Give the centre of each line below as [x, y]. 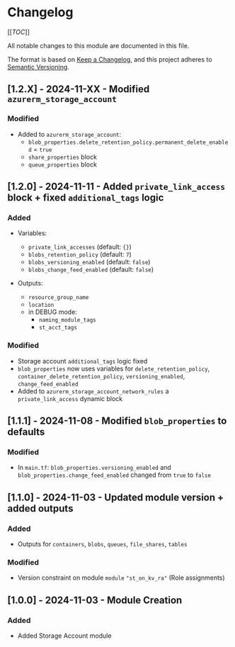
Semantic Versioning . [38, 67]
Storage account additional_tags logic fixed [82, 361]
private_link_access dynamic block [70, 398]
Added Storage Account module [64, 636]
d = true [40, 149]
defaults [26, 432]
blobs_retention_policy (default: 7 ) [80, 254]
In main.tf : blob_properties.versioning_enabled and [94, 468]
